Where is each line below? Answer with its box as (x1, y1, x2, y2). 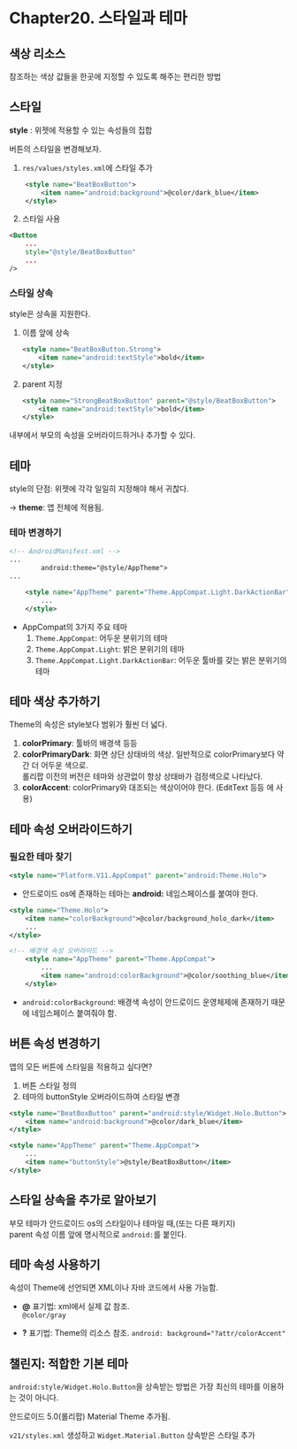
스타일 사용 (21, 213, 61, 224)
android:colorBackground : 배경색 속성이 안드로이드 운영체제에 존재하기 (21, 997, 270, 1007)
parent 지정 (21, 378, 64, 389)
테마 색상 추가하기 (9, 694, 101, 709)
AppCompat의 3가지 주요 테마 (21, 621, 128, 632)
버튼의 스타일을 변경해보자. (9, 143, 102, 154)
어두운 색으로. (41, 760, 88, 771)
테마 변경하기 (9, 527, 62, 539)
